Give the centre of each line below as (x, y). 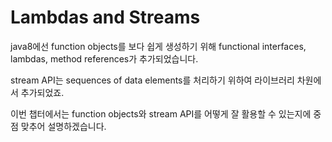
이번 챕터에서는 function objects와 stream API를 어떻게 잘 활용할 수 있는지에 (161, 113)
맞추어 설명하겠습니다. (63, 126)
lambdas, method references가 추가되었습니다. (104, 58)
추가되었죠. (42, 92)
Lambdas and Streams (105, 17)
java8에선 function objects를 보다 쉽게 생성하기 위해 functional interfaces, (158, 46)
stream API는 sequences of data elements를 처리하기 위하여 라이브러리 (152, 80)
